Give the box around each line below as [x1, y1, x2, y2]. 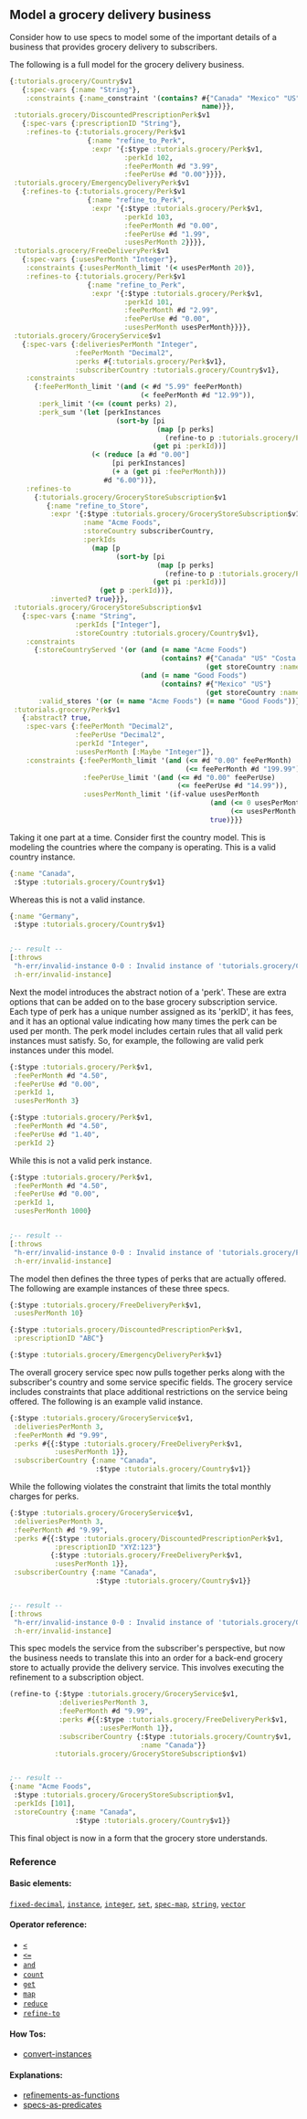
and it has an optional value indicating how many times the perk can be [9, 1016, 277, 1027]
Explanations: [9, 2069, 63, 2081]
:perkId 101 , [123, 297, 174, 307]
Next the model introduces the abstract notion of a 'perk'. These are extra [9, 986, 287, 997]
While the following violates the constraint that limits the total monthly [9, 1481, 271, 1492]
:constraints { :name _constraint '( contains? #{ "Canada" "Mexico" [26, 93, 281, 103]
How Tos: [9, 2028, 47, 2040]
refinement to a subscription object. [9, 1671, 144, 1683]
